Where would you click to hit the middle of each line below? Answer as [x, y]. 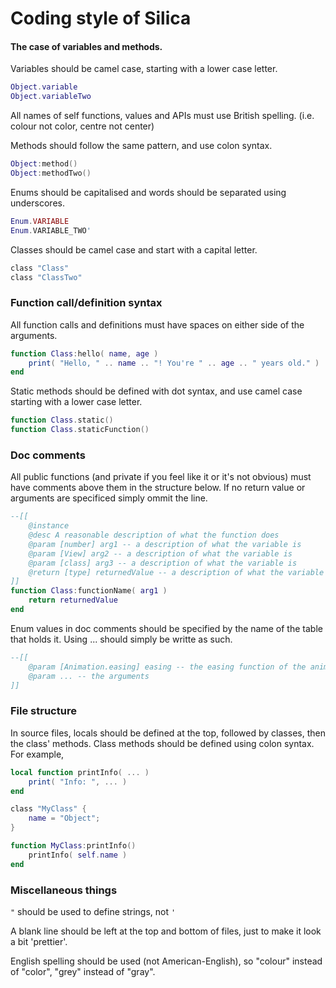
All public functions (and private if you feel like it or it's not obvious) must [161, 477]
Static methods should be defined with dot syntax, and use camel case [156, 391]
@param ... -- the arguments [89, 676]
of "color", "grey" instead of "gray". [83, 971]
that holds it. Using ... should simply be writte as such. [121, 639]
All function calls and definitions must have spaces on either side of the [157, 324]
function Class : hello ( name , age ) [84, 353]
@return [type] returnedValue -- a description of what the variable [176, 572]
